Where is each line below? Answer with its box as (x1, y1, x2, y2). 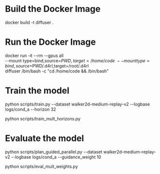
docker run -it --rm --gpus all (5, 52, 64, 58)
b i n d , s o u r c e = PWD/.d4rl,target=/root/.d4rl (5, 63, 89, 69)
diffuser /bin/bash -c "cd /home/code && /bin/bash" (5, 68, 109, 74)
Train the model (5, 85, 69, 96)
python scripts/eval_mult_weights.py (5, 163, 79, 169)
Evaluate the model (5, 133, 84, 144)
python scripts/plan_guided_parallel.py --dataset (5, 149, 103, 155)
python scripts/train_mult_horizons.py (5, 116, 81, 122)
